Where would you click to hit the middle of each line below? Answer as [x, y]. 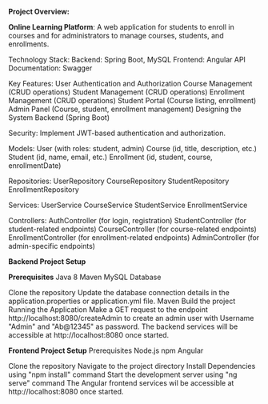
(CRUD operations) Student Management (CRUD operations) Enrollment [127, 92]
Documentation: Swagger [50, 68]
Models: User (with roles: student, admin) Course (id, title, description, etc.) [133, 148]
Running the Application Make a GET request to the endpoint [108, 310]
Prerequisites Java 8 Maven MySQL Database [85, 277]
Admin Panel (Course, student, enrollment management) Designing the [125, 109]
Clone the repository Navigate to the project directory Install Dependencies [132, 366]
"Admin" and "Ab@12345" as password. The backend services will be [123, 326]
